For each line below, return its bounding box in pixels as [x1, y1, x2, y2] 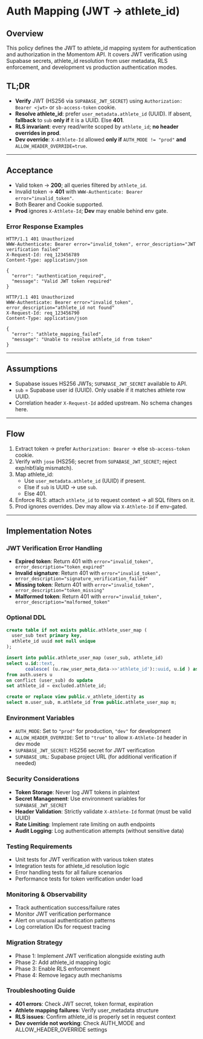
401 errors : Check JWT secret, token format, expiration [14, 1000, 154, 1008]
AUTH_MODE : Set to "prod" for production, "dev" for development [14, 728, 171, 735]
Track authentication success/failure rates [14, 904, 120, 911]
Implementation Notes [6, 526, 92, 536]
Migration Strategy [6, 939, 63, 947]
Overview [6, 28, 44, 39]
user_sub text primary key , [11, 633, 83, 639]
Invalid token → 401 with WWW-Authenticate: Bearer [14, 187, 143, 195]
